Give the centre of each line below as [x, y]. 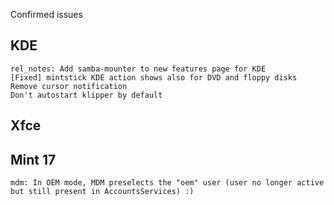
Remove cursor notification [69, 86]
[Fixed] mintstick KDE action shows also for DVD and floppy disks [154, 77]
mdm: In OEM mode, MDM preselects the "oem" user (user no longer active [167, 183]
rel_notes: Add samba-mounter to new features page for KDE [138, 69]
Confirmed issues [46, 14]
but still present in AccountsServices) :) [102, 192]
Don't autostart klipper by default [86, 95]
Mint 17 [33, 159]
